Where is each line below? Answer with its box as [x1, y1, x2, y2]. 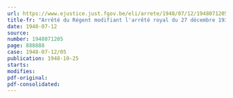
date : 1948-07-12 [7, 23, 58, 30]
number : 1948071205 [7, 36, 64, 43]
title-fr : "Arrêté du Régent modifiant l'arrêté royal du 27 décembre [7, 17, 216, 23]
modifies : [7, 68, 36, 75]
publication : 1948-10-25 [7, 55, 79, 62]
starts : [7, 61, 30, 68]
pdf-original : [7, 74, 49, 81]
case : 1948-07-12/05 [7, 49, 67, 56]
